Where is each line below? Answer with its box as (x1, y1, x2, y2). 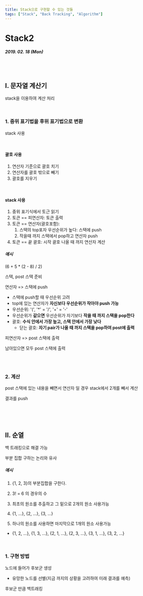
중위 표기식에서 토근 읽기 (12, 209, 59, 214)
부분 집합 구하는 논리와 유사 (5, 455, 57, 461)
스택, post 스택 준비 (5, 274, 43, 280)
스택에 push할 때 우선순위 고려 (12, 295, 70, 300)
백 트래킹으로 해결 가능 (5, 445, 48, 451)
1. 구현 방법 (5, 553, 30, 560)
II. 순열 (5, 431, 24, 439)
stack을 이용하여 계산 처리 (5, 95, 55, 101)
